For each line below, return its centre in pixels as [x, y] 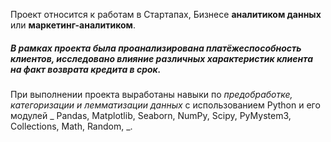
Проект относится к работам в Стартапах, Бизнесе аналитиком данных [166, 14]
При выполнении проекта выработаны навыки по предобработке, [151, 94]
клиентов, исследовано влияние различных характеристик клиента [162, 58]
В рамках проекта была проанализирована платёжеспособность [156, 48]
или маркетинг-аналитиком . [73, 25]
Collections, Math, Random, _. [71, 126]
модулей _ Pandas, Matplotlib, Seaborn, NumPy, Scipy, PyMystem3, [151, 115]
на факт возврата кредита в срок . [86, 69]
